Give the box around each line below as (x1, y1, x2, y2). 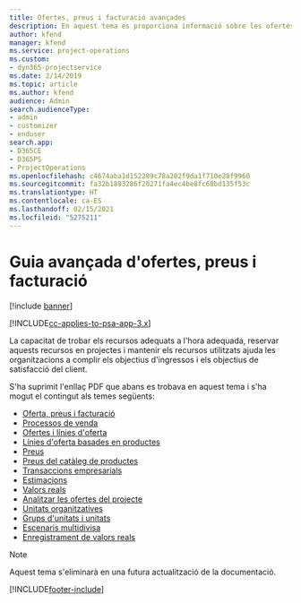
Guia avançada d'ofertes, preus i (9, 252, 257, 271)
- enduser (9, 130, 47, 139)
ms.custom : (9, 55, 50, 64)
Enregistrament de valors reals (21, 531, 136, 542)
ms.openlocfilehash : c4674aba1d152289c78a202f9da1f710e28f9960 (9, 171, 251, 180)
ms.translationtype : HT (9, 188, 99, 197)
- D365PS (9, 154, 42, 164)
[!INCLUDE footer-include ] (9, 583, 105, 594)
